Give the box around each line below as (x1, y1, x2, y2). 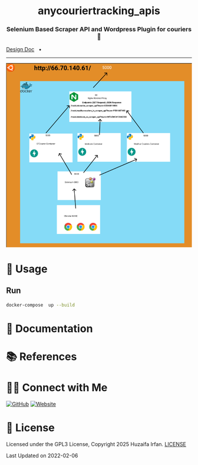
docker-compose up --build (6, 302, 75, 308)
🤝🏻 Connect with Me (6, 381, 108, 394)
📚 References (6, 350, 77, 364)
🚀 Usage (6, 262, 48, 276)
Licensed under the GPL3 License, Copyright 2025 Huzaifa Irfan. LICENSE (6, 441, 187, 447)
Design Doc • (6, 46, 42, 53)
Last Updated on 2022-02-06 (6, 452, 78, 459)
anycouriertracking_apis (38, 4, 160, 18)
